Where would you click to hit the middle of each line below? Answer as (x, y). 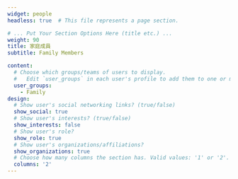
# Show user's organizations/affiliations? (79, 145)
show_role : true (38, 138)
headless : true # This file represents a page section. (93, 21)
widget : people (30, 14)
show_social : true (41, 112)
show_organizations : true (52, 151)
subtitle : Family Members (45, 53)
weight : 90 (23, 40)
